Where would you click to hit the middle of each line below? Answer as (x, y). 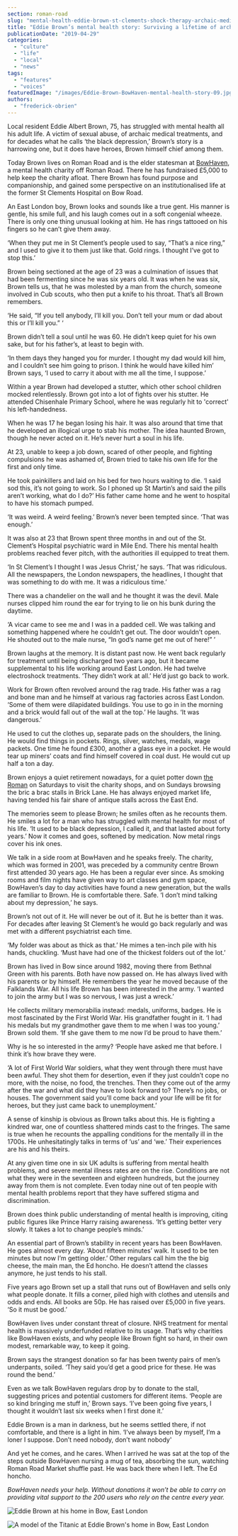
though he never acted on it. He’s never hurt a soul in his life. (96, 438)
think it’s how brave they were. (52, 1054)
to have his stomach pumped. (51, 503)
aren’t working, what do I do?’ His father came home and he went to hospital (119, 495)
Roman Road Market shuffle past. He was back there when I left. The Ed (112, 1468)
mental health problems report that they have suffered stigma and (103, 1193)
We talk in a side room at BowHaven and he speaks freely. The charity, (110, 857)
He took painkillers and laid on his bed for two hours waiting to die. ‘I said (114, 480)
